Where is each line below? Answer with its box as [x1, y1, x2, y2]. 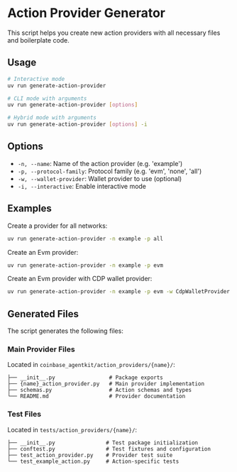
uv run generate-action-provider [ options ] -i [7, 121, 148, 128]
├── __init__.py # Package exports [7, 374, 163, 381]
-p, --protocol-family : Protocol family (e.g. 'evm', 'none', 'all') [17, 167, 202, 175]
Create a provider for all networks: [7, 221, 108, 230]
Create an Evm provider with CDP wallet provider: [7, 275, 153, 283]
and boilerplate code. [7, 35, 70, 44]
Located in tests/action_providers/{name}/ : [7, 425, 137, 434]
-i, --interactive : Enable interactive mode [17, 182, 147, 190]
